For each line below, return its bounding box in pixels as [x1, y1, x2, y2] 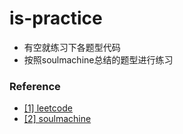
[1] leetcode [23, 102, 73, 114]
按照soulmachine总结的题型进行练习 [23, 53, 174, 66]
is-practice [9, 7, 103, 30]
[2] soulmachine [23, 113, 92, 125]
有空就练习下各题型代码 [23, 41, 121, 53]
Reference [9, 79, 61, 93]
